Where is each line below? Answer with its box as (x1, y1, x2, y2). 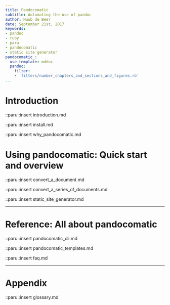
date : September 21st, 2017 (5, 21, 65, 27)
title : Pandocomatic (5, 7, 49, 13)
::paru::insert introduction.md (5, 112, 66, 118)
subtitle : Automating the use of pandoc (5, 12, 92, 17)
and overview (5, 160, 64, 171)
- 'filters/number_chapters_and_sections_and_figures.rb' (14, 73, 139, 78)
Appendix (5, 277, 47, 289)
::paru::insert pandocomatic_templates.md (5, 245, 94, 251)
